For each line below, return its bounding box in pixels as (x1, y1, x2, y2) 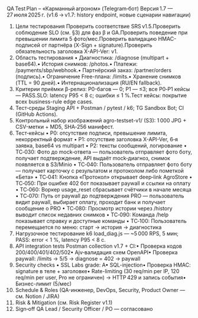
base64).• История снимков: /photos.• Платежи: (15, 60, 138, 67)
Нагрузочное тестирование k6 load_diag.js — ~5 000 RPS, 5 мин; (15, 230, 179, 237)
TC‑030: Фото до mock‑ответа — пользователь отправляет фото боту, (15, 148, 193, 155)
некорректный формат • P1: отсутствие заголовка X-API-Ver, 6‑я (15, 136, 178, 142)
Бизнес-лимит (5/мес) (15, 280, 72, 287)
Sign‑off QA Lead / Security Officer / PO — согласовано (15, 306, 153, 312)
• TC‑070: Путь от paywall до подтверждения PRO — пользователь (15, 192, 184, 199)
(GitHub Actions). (15, 111, 58, 118)
